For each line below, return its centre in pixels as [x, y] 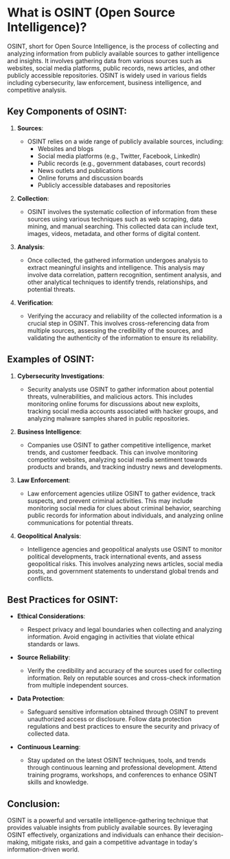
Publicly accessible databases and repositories [104, 185]
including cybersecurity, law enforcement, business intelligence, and [104, 82]
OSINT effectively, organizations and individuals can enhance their [101, 835]
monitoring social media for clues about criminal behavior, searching [124, 508]
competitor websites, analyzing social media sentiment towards [117, 459]
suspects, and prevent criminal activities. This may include [110, 501]
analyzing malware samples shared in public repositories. [108, 418]
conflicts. [41, 578]
